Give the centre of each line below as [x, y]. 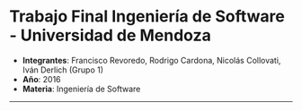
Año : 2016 [41, 79]
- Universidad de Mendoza [110, 35]
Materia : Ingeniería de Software [81, 89]
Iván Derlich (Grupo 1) [63, 70]
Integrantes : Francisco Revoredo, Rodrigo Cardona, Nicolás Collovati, [151, 60]
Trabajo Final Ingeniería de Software [147, 17]
